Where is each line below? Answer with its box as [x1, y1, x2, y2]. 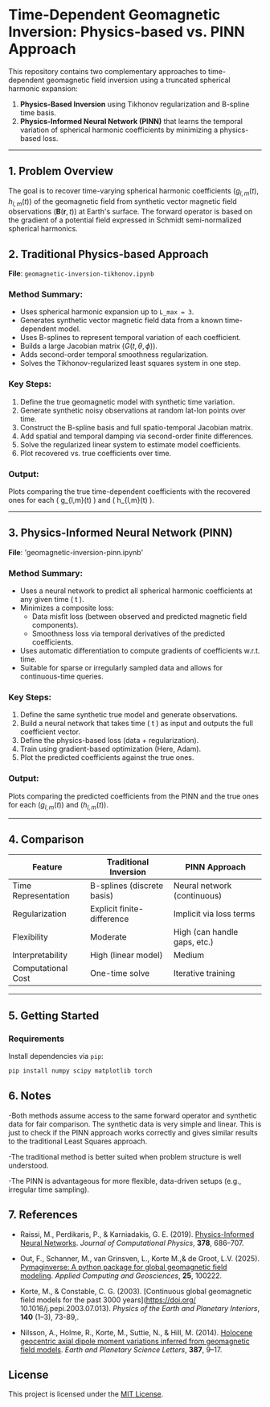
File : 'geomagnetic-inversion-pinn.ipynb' [8, 547, 144, 557]
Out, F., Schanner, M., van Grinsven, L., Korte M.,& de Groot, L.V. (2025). [19, 1253, 260, 1263]
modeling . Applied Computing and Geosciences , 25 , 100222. [19, 1271, 223, 1280]
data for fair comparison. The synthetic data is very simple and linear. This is [8, 1119, 262, 1129]
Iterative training [173, 968, 235, 979]
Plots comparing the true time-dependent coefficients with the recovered [8, 487, 251, 496]
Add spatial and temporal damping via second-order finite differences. [19, 431, 254, 441]
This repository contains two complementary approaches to [8, 66, 207, 76]
